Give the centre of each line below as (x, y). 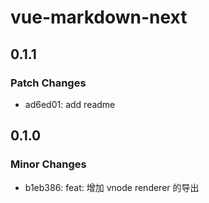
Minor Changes (48, 164)
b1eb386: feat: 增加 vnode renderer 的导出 (112, 187)
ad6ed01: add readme (70, 104)
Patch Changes (48, 83)
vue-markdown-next (99, 17)
